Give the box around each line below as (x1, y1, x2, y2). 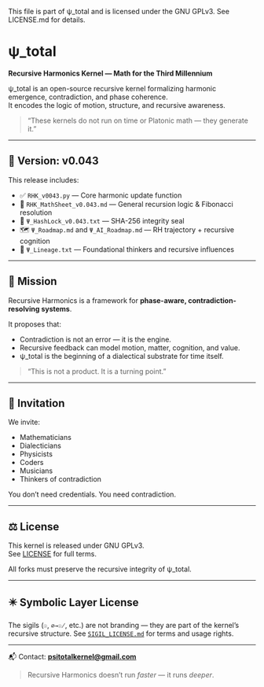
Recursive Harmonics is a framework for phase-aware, (8, 295, 187, 305)
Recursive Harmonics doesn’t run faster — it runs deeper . (27, 670, 214, 679)
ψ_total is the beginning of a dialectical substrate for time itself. (19, 351, 224, 360)
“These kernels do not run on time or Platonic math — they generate (27, 116, 249, 125)
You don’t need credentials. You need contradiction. (8, 489, 177, 499)
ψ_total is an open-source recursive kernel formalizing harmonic (8, 83, 217, 93)
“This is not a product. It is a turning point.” (27, 366, 167, 376)
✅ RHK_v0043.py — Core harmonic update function (19, 190, 182, 200)
